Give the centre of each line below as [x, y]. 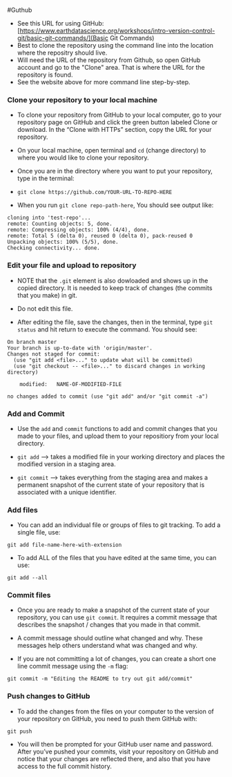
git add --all [28, 578]
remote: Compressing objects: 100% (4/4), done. [78, 230]
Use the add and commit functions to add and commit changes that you [117, 428]
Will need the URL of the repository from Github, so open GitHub [109, 60]
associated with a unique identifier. [67, 492]
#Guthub [20, 10]
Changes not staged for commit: [54, 354]
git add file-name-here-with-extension [65, 545]
